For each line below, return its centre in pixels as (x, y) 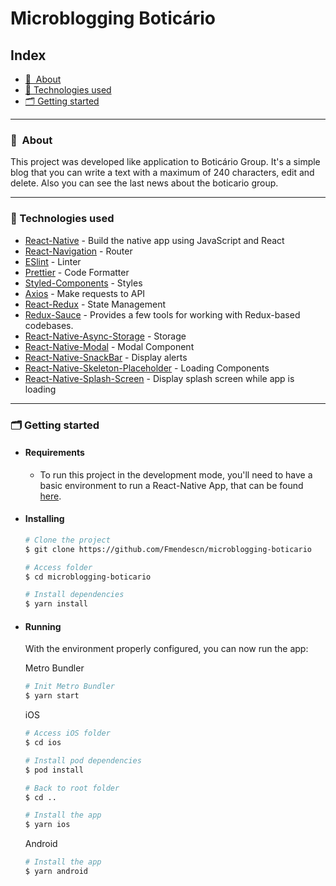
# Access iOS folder (67, 733)
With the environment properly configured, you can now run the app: (166, 649)
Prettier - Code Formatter (77, 272)
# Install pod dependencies (83, 760)
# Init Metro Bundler (69, 687)
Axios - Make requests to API (85, 293)
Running (43, 626)
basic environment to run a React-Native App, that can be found (171, 485)
